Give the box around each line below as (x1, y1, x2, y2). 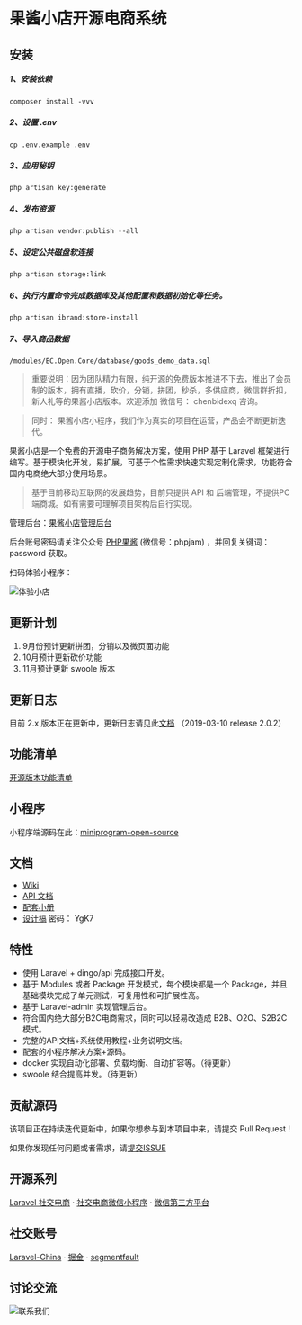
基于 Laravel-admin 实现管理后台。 (22, 1001, 152, 1013)
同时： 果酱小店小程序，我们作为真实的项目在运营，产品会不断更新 (31, 415, 279, 426)
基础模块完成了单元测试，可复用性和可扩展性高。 (22, 990, 204, 1001)
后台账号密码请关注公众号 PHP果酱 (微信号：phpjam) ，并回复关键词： (9, 536, 271, 547)
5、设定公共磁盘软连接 (9, 247, 93, 257)
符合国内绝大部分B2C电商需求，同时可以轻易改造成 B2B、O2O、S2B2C (22, 1013, 288, 1023)
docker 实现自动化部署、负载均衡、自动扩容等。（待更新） (22, 1058, 236, 1068)
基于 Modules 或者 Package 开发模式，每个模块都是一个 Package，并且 (22, 978, 288, 990)
